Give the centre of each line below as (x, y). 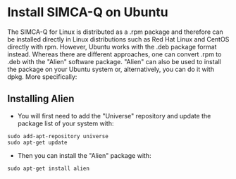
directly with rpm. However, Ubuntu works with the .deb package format (112, 47)
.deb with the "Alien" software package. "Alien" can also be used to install (114, 61)
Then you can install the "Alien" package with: (84, 155)
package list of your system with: (66, 123)
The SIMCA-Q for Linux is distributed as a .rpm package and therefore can (115, 32)
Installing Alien (41, 99)
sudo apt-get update (38, 142)
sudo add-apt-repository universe (58, 136)
